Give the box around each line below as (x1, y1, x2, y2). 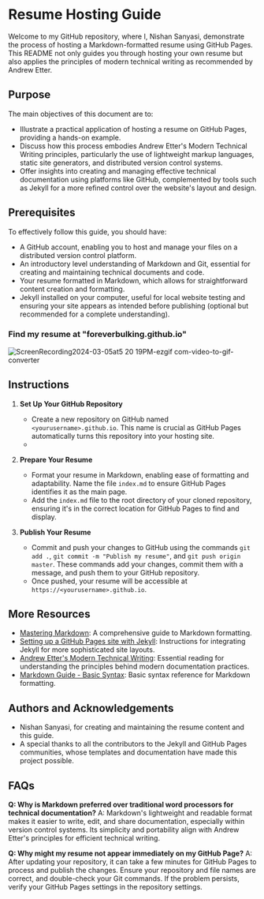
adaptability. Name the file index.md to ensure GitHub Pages (31, 478, 226, 488)
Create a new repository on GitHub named (31, 414, 169, 424)
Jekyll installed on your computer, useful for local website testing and (19, 292, 246, 302)
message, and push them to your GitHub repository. (31, 567, 200, 577)
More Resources (8, 608, 91, 621)
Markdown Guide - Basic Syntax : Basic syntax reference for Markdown (19, 670, 251, 680)
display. (31, 511, 57, 522)
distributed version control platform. (19, 250, 136, 260)
